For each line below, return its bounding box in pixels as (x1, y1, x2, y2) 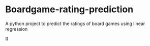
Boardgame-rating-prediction (5, 4, 134, 15)
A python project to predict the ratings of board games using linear (5, 20, 145, 27)
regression (5, 26, 28, 32)
